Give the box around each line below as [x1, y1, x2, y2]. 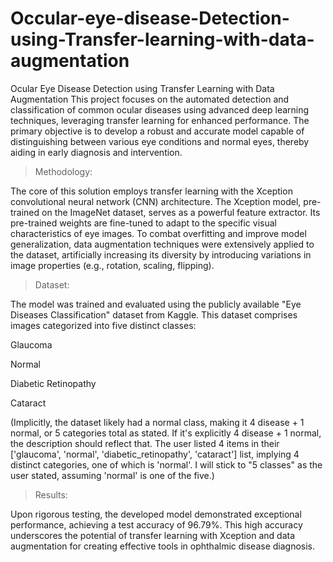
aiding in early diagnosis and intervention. [10, 146, 183, 158]
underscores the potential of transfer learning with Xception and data [10, 529, 296, 541]
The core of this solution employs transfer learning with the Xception [10, 185, 293, 197]
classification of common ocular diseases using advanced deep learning [10, 103, 310, 116]
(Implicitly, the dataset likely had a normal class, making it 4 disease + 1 [10, 416, 305, 428]
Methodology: [34, 165, 93, 177]
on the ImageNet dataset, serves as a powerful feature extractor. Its [41, 206, 321, 218]
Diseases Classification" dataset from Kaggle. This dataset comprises [10, 308, 298, 321]
